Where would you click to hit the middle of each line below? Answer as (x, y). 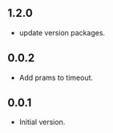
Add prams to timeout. (56, 77)
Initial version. (42, 122)
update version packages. (62, 32)
